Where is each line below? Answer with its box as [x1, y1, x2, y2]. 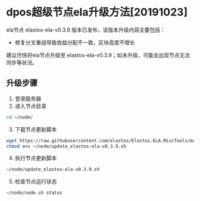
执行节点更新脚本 [14, 155, 57, 162]
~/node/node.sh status [6, 190, 62, 196]
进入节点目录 [14, 102, 46, 109]
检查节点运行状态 [14, 178, 57, 185]
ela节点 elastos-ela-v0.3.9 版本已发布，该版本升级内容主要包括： [6, 26, 165, 33]
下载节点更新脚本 [14, 125, 57, 133]
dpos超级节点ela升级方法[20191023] [6, 5, 188, 19]
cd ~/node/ [6, 114, 33, 120]
